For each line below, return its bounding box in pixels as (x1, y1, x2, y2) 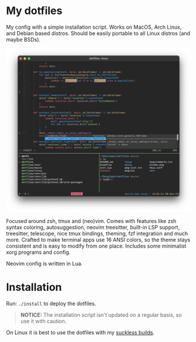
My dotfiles (6, 4, 63, 18)
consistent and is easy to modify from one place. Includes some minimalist (6, 242, 187, 249)
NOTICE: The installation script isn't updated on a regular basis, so (20, 311, 182, 318)
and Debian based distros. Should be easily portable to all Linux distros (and (6, 29, 191, 36)
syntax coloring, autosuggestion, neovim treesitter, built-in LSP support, (6, 224, 180, 231)
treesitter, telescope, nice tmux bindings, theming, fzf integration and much (6, 230, 188, 237)
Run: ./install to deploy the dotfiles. (6, 300, 97, 307)
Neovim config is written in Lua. (6, 260, 83, 267)
